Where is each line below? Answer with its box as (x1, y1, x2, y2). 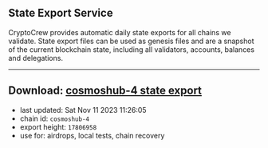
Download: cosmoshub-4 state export (8, 84, 202, 98)
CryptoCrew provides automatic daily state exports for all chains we (8, 27, 231, 37)
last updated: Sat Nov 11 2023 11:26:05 (19, 105, 147, 114)
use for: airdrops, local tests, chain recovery (19, 130, 165, 140)
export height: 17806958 (19, 122, 97, 131)
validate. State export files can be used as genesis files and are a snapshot (8, 36, 254, 46)
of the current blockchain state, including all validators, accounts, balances (8, 44, 255, 54)
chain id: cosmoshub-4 (19, 114, 90, 123)
